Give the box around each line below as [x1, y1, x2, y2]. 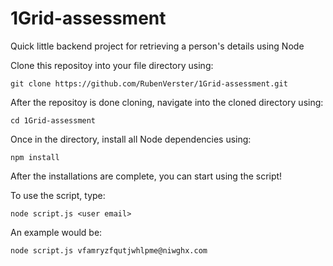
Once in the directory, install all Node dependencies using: [10, 133, 252, 145]
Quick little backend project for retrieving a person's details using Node [10, 40, 305, 52]
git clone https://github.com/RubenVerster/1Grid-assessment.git [10, 78, 288, 89]
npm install [10, 152, 60, 162]
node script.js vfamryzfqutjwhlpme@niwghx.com [10, 245, 208, 256]
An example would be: [10, 226, 103, 238]
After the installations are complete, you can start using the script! [10, 170, 283, 182]
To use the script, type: [10, 189, 106, 201]
